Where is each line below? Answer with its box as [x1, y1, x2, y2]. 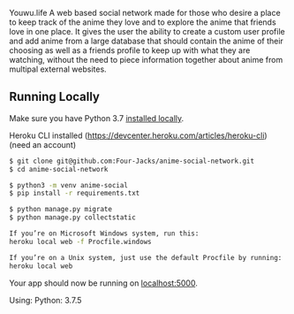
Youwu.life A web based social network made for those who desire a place [9, 8, 281, 18]
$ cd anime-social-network [9, 165, 109, 173]
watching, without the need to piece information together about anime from [9, 55, 283, 65]
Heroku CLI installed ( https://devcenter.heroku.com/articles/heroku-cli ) [9, 130, 268, 141]
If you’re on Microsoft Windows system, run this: [9, 229, 200, 238]
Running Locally [9, 89, 100, 104]
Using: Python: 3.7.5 [9, 295, 82, 305]
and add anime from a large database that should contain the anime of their [9, 35, 284, 46]
